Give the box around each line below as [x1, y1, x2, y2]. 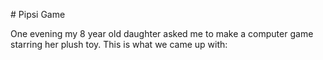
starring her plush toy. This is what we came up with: [10, 39, 228, 50]
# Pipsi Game [10, 9, 66, 20]
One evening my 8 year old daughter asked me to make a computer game [10, 28, 314, 39]
